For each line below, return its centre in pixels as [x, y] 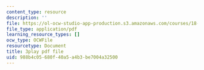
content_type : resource [36, 12]
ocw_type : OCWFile [29, 40]
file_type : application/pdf [42, 29]
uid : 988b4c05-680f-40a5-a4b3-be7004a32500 [62, 57]
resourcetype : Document [36, 46]
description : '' [27, 18]
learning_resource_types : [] [43, 35]
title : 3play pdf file [35, 52]
